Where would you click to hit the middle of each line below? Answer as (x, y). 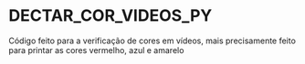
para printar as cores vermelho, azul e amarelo (96, 50)
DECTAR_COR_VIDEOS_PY (110, 16)
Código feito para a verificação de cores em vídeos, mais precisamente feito (152, 41)
